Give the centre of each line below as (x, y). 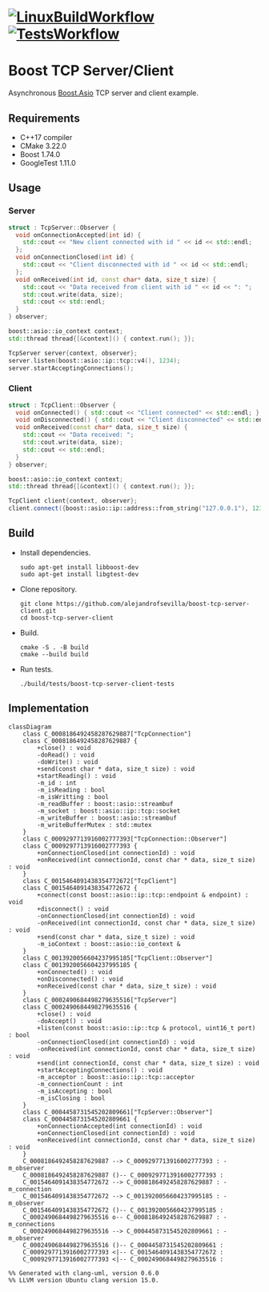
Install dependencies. (55, 552)
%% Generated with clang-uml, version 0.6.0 (84, 1273)
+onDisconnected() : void (80, 979)
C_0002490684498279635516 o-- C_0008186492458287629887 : (121, 1217)
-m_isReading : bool (71, 790)
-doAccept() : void (70, 1021)
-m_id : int (57, 783)
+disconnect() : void (73, 909)
